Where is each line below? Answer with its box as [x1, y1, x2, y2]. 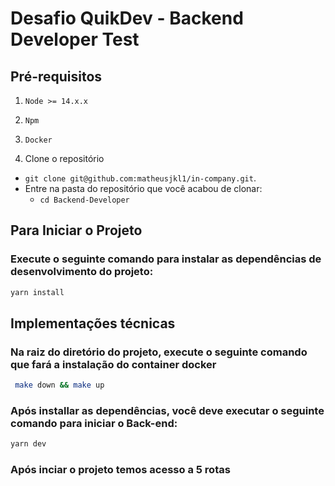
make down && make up [14, 380, 105, 391]
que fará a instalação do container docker [10, 357, 217, 371]
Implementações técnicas [10, 315, 176, 332]
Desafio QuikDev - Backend [10, 7, 244, 30]
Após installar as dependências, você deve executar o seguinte [10, 404, 325, 418]
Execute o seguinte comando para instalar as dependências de [10, 252, 322, 266]
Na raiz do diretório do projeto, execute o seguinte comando [10, 345, 308, 359]
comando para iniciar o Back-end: [10, 417, 178, 431]
